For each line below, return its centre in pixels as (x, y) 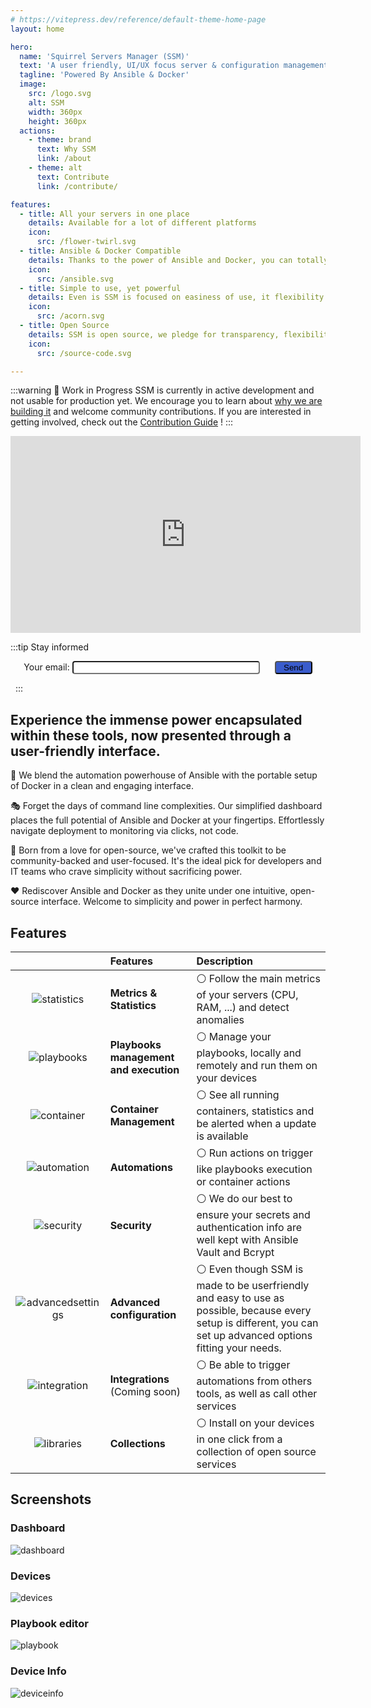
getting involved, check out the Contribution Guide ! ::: (122, 422)
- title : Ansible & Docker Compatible (100, 251)
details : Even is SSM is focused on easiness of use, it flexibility (176, 297)
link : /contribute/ (77, 186)
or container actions (243, 1181)
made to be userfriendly (253, 1285)
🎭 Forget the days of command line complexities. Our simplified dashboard (166, 806)
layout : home (37, 29)
